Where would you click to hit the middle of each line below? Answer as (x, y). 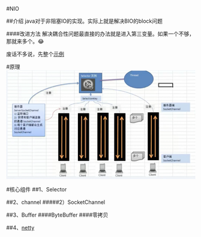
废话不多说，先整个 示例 (35, 54)
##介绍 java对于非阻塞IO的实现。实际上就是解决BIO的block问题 (85, 21)
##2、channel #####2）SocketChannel (56, 202)
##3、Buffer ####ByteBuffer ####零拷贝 (57, 215)
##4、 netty (20, 228)
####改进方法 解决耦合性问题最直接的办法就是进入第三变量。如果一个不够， (100, 34)
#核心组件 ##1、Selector (37, 190)
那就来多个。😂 (25, 41)
